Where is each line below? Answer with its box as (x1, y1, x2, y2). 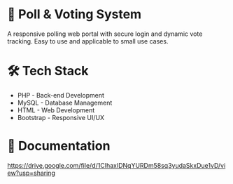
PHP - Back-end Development (17, 91, 105, 99)
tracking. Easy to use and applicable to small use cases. (7, 37, 169, 45)
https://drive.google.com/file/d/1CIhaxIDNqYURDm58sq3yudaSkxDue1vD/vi (7, 161, 226, 169)
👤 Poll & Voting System (7, 6, 142, 22)
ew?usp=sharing (7, 169, 56, 177)
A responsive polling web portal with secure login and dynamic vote (7, 29, 203, 38)
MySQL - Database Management (17, 98, 113, 107)
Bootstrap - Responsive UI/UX (17, 113, 105, 121)
